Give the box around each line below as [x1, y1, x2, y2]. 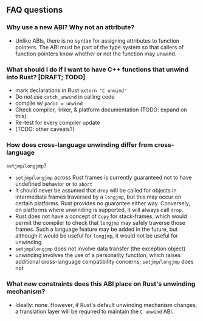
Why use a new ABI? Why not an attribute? [6, 23, 135, 32]
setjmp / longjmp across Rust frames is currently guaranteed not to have [15, 174, 192, 182]
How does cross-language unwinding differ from [6, 140, 153, 149]
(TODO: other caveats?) [15, 125, 75, 133]
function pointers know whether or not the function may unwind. [15, 50, 177, 57]
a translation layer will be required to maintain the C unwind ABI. [15, 308, 174, 315]
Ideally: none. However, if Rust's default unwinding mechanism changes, [15, 301, 198, 308]
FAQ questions [6, 5, 63, 15]
